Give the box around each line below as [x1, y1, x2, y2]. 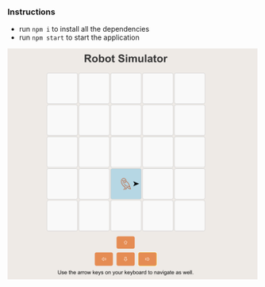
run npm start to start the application [18, 33, 140, 42]
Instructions [7, 6, 56, 17]
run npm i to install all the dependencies [18, 25, 150, 34]
